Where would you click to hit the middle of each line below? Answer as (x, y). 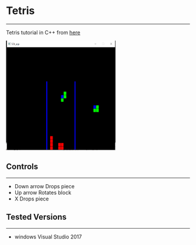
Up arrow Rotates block (43, 192)
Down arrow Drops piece (44, 186)
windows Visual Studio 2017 (48, 237)
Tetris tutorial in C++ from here (43, 32)
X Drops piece (32, 199)
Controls (22, 167)
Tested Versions (36, 217)
